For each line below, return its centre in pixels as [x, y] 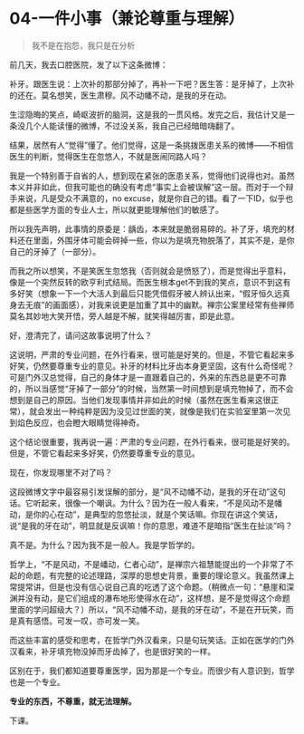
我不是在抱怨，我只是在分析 [83, 45]
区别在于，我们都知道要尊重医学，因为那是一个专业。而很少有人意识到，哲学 [152, 671]
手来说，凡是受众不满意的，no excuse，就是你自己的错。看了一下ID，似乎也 [152, 198]
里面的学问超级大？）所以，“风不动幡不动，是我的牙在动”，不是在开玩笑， [148, 609]
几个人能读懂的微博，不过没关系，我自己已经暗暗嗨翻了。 [132, 126]
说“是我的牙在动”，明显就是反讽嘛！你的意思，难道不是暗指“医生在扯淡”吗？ [151, 526]
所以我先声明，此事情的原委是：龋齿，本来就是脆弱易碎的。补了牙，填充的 [148, 228]
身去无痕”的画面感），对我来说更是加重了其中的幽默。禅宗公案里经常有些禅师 [152, 304]
